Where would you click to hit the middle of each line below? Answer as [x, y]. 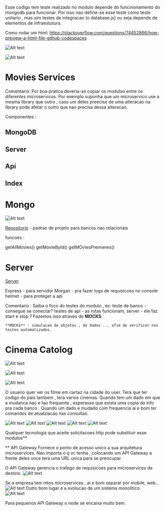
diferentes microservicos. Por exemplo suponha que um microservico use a [82, 96]
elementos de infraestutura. [33, 23]
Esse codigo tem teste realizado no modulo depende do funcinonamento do [82, 7]
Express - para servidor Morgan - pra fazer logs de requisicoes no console [82, 291]
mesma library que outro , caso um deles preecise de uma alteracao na [78, 102]
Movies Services [40, 77]
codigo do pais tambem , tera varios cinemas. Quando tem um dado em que [83, 397]
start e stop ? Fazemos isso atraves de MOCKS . [54, 316]
